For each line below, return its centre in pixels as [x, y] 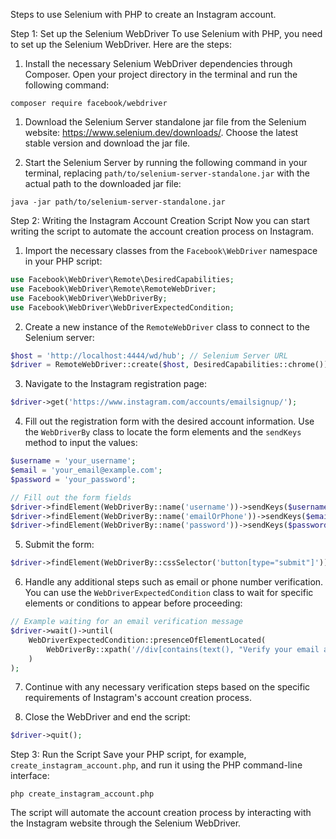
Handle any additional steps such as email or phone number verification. [174, 582]
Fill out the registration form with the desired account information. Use [169, 421]
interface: [30, 776]
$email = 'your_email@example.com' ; [86, 470]
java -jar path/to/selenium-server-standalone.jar [118, 202]
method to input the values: [81, 443]
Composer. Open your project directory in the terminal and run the [161, 74]
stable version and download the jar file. [107, 143]
